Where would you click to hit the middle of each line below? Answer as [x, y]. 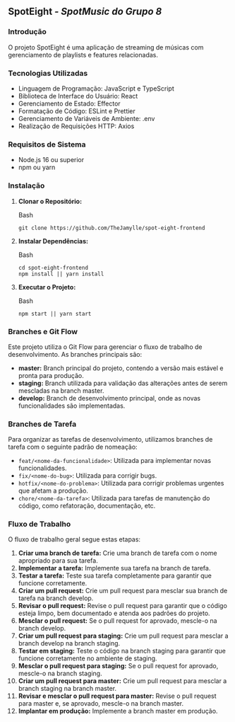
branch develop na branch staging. [69, 643]
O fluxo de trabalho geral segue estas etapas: [74, 539]
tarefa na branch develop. [56, 598]
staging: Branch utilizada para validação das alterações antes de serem [123, 383]
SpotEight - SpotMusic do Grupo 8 [85, 12]
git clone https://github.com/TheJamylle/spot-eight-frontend [112, 228]
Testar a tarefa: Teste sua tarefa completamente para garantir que [115, 575]
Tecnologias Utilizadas [48, 73]
